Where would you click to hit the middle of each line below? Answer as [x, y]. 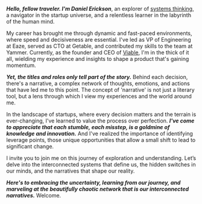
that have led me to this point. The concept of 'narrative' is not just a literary [100, 90]
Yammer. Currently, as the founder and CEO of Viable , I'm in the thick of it [98, 53]
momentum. [21, 65]
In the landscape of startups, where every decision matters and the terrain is [101, 114]
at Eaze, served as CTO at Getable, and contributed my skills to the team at [99, 46]
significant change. [30, 146]
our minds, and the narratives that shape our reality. [71, 171]
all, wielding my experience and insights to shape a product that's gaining [98, 59]
